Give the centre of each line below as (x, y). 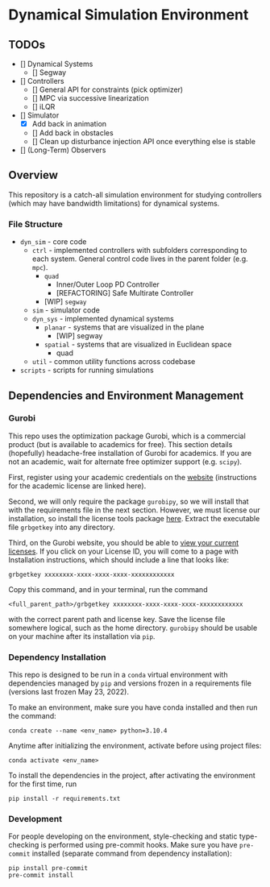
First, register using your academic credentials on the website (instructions (133, 477)
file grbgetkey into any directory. (62, 527)
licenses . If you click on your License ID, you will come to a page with (124, 551)
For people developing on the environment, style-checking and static (123, 836)
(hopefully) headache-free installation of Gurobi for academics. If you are (130, 453)
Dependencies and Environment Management (126, 395)
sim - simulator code (66, 310)
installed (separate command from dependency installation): (132, 854)
